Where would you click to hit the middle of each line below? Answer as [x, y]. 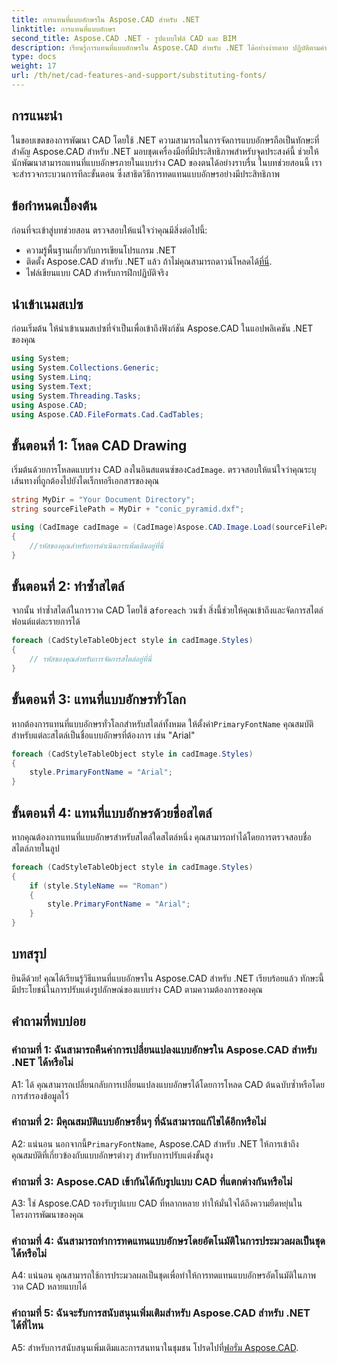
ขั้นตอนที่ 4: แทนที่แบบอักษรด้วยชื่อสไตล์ [112, 812]
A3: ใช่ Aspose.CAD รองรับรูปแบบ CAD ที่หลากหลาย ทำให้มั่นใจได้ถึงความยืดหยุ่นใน [157, 1203]
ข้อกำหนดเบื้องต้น [54, 206]
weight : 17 [34, 66]
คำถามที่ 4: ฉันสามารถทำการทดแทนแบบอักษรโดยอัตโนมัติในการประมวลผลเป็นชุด [168, 1241]
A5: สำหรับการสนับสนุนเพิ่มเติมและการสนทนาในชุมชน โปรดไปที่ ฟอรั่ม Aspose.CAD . [155, 1347]
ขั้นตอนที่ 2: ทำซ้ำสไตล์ [68, 586]
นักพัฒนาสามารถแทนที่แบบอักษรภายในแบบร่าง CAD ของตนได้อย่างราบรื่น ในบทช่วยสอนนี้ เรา [167, 162]
